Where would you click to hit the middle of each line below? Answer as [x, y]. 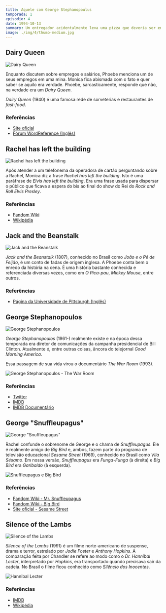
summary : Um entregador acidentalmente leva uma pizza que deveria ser [81, 28]
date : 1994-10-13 [23, 23]
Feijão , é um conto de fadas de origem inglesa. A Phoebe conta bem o [77, 263]
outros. [13, 278]
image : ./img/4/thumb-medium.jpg [40, 33]
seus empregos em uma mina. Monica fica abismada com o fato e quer [78, 79]
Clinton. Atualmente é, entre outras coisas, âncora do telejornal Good [76, 349]
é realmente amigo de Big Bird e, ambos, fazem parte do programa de [76, 450]
